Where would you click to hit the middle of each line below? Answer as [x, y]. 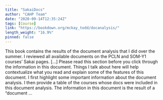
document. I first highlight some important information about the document [81, 77]
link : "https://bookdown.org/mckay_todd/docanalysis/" [62, 28]
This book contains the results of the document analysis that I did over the [80, 51]
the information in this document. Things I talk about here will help [72, 67]
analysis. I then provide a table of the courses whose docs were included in [81, 82]
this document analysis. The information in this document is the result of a [80, 88]
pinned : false [20, 37]
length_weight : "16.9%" [29, 33]
